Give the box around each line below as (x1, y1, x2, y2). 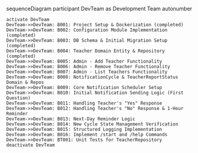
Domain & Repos (6, 79, 44, 85)
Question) (6, 95, 31, 101)
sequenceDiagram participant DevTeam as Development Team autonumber (6, 5, 193, 12)
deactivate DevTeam (6, 142, 55, 148)
